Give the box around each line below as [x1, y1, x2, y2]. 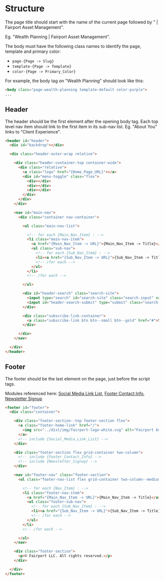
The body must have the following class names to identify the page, [5, 43, 142, 49]
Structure [5, 3, 45, 14]
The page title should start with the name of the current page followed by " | [5, 19, 158, 25]
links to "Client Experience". [5, 129, 61, 134]
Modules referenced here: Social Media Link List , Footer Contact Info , [5, 390, 145, 396]
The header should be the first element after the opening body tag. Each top [5, 118, 159, 124]
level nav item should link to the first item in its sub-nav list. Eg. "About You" [5, 123, 158, 130]
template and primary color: [5, 48, 61, 54]
